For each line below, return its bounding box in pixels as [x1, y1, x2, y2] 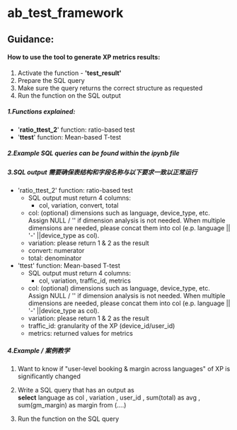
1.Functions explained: [7, 108, 76, 116]
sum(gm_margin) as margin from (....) [17, 401, 127, 409]
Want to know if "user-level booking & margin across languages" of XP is [17, 365, 231, 373]
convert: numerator [28, 247, 85, 255]
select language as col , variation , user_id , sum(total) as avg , [17, 393, 200, 402]
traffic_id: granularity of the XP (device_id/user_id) [28, 322, 175, 330]
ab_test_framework [7, 5, 124, 21]
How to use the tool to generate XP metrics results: [7, 53, 161, 62]
